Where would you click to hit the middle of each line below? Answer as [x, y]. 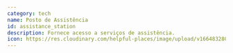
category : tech [29, 13]
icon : [15, 39]
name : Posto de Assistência [48, 20]
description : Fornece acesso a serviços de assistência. [91, 33]
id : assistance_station [42, 26]
